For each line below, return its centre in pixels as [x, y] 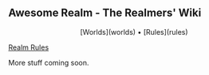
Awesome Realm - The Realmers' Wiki [105, 13]
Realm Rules [29, 47]
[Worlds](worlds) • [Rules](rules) [134, 32]
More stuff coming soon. [49, 62]
